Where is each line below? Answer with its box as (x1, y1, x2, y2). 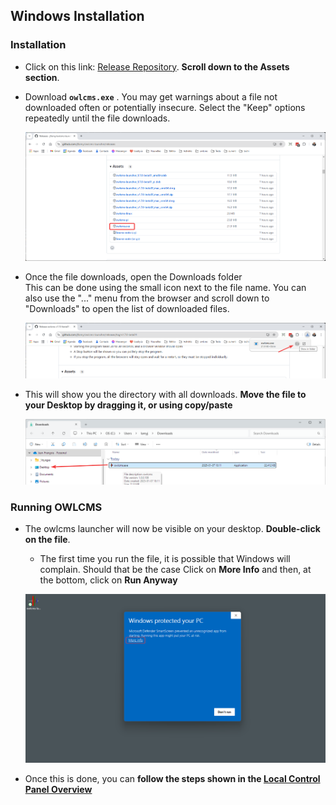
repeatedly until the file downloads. (24, 112, 171, 124)
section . (24, 71, 60, 83)
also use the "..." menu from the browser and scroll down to (24, 292, 270, 304)
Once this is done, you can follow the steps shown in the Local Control (24, 772, 321, 784)
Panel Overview (24, 783, 93, 795)
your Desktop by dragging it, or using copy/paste (24, 399, 233, 411)
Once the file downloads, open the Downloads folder (24, 271, 243, 283)
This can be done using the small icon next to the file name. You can (24, 282, 307, 294)
